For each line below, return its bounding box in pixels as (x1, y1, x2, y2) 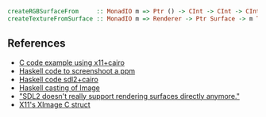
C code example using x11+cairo (18, 58, 125, 67)
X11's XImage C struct (18, 100, 91, 109)
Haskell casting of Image (18, 83, 100, 92)
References (7, 36, 66, 51)
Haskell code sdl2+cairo (18, 74, 98, 84)
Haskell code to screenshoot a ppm (18, 66, 136, 75)
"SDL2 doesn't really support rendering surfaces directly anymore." (18, 91, 240, 100)
